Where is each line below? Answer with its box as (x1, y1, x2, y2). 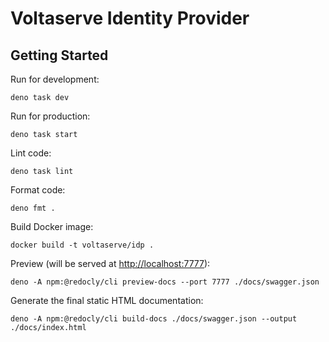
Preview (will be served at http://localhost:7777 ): (10, 258, 211, 269)
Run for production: (10, 110, 91, 122)
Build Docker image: (10, 221, 94, 232)
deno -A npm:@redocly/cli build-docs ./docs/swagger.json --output (10, 314, 298, 324)
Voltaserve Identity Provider (10, 7, 250, 30)
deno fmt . (10, 203, 56, 213)
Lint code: (10, 147, 52, 159)
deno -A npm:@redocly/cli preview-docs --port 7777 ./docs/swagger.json (10, 277, 320, 287)
